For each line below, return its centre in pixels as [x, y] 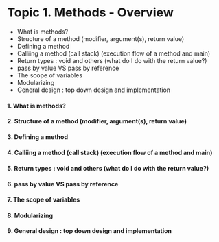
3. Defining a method [38, 137]
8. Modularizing [30, 215]
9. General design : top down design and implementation [89, 231]
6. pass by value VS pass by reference [63, 184]
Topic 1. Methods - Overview [90, 13]
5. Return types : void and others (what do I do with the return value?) [108, 168]
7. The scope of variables [44, 199]
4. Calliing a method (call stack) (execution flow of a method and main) [110, 153]
